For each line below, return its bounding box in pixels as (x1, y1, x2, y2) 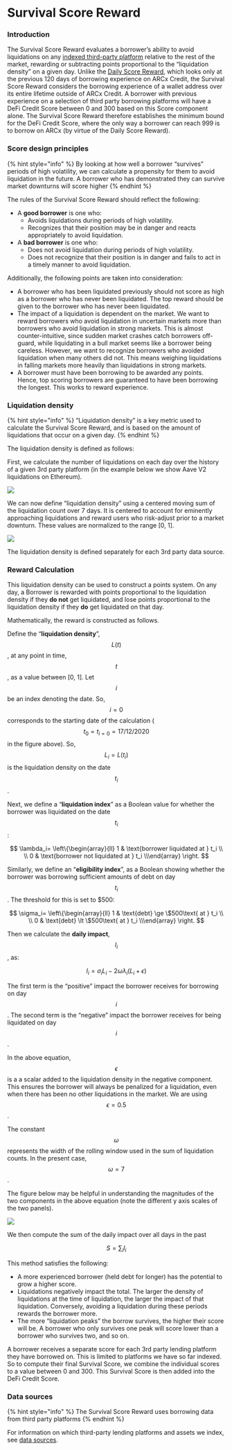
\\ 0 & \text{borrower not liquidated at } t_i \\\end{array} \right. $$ (24, 852, 209, 860)
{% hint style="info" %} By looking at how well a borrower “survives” (7, 160, 204, 168)
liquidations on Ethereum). (7, 473, 82, 481)
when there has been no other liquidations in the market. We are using (7, 1090, 208, 1098)
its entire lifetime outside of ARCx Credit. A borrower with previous (7, 90, 197, 98)
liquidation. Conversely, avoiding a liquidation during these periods (17, 1301, 208, 1310)
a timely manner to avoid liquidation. (27, 260, 132, 269)
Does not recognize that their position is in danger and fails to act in (27, 253, 221, 261)
